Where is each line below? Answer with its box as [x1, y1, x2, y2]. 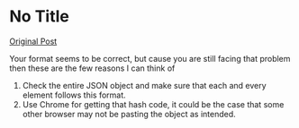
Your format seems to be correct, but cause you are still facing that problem [9, 53, 291, 64]
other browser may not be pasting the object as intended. [22, 108, 236, 119]
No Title [9, 6, 70, 27]
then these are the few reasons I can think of [9, 63, 176, 73]
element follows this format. [22, 90, 126, 100]
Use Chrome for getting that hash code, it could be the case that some [22, 98, 285, 109]
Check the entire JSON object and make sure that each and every [22, 80, 267, 90]
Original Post [9, 36, 58, 47]
